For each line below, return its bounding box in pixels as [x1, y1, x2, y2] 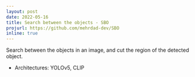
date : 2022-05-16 [6, 14, 49, 20]
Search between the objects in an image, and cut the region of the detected [6, 46, 189, 53]
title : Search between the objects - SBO [6, 19, 109, 25]
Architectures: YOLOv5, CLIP [14, 64, 85, 71]
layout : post [6, 8, 38, 15]
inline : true [6, 31, 38, 36]
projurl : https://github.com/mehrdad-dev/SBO [6, 25, 119, 31]
